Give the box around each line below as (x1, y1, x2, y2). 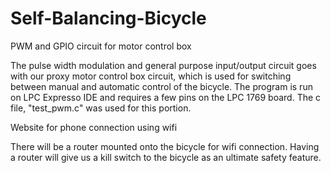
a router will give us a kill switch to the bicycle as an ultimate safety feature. (10, 151, 322, 163)
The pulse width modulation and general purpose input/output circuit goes (10, 59, 317, 71)
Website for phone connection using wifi (10, 121, 178, 133)
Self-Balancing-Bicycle (10, 7, 207, 30)
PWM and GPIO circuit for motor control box (10, 40, 192, 52)
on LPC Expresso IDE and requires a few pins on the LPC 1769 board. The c (10, 91, 322, 103)
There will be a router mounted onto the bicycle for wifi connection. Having (10, 140, 320, 152)
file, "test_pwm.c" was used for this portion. (10, 102, 192, 114)
